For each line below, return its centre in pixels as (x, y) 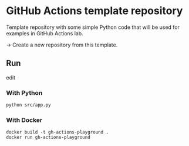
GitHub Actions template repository (95, 11)
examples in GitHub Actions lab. (45, 33)
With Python (24, 92)
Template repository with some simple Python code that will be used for (93, 27)
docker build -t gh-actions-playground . (58, 132)
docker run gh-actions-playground (48, 137)
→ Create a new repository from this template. (62, 45)
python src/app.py (28, 105)
